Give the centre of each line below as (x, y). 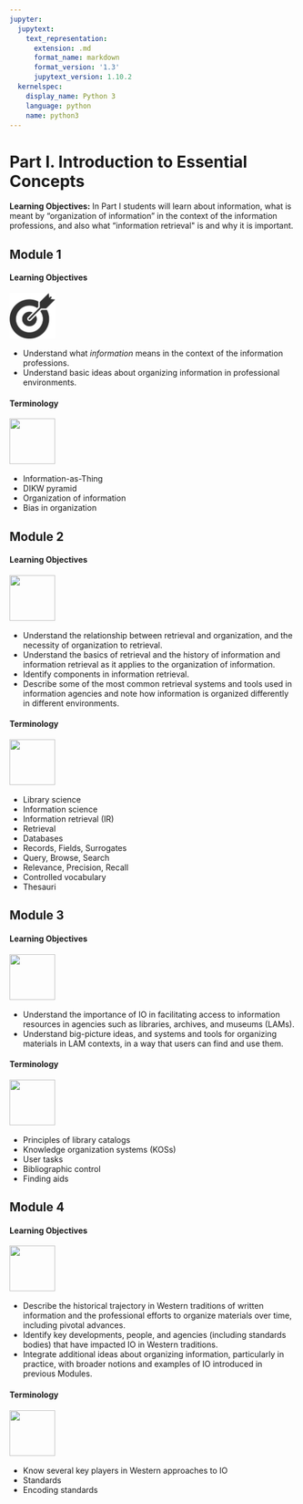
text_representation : (66, 38)
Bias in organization (60, 508)
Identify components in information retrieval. (106, 674)
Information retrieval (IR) (68, 819)
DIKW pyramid (50, 489)
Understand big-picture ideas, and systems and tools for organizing (150, 1033)
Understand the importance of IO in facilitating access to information (151, 1014)
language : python (59, 106)
